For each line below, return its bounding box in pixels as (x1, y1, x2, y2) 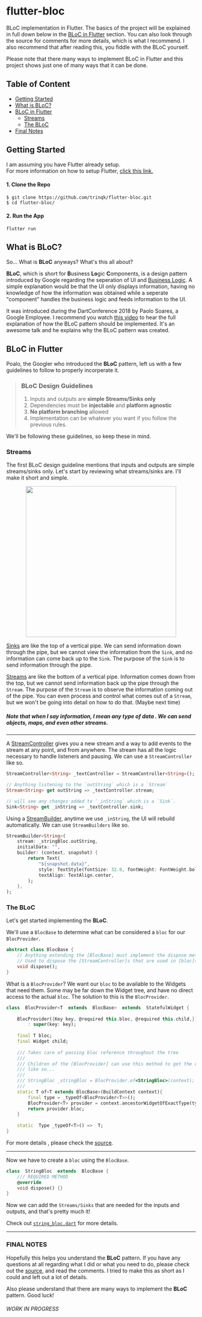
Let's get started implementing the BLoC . (6, 917, 108, 924)
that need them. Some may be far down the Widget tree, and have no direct (6, 986, 194, 994)
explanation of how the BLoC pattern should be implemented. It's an (6, 320, 176, 327)
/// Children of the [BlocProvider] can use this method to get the (17, 1061, 192, 1067)
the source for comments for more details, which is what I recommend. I (6, 37, 185, 44)
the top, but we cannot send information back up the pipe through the (6, 679, 179, 687)
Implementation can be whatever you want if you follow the (29, 414, 177, 421)
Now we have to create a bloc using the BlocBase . (6, 1156, 129, 1164)
